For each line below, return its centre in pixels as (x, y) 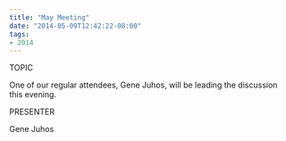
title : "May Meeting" (50, 17)
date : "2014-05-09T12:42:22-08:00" (76, 26)
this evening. (33, 95)
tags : (19, 34)
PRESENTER (32, 112)
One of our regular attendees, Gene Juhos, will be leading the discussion (143, 85)
